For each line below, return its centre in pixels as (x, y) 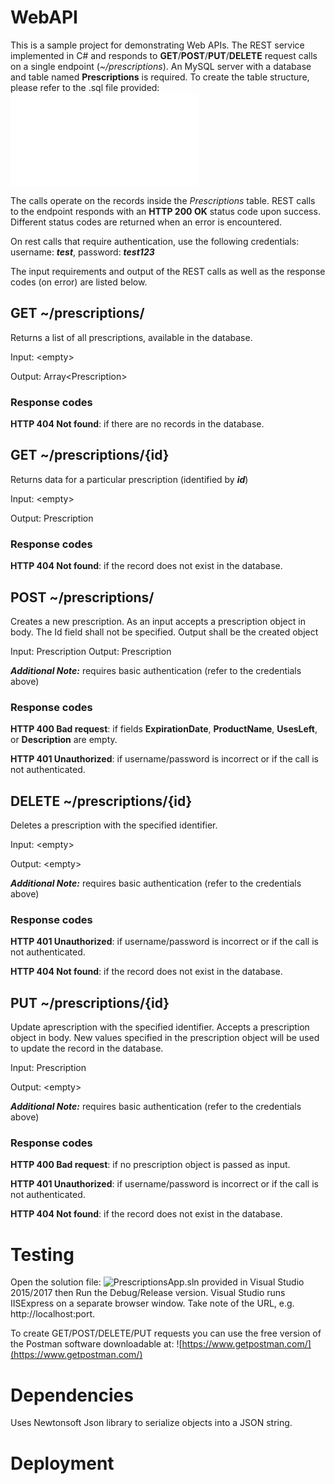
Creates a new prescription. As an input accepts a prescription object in (158, 621)
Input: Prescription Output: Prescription (91, 651)
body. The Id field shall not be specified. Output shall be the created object (164, 632)
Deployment (62, 1463)
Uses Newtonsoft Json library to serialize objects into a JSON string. (151, 1423)
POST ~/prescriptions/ (82, 597)
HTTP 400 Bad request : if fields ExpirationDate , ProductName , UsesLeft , (164, 729)
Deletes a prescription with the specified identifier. (114, 825)
